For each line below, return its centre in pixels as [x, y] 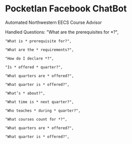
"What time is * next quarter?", [40, 102]
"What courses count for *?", [36, 119]
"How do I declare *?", [30, 58]
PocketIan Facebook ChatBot [66, 9]
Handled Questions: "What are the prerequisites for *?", [62, 32]
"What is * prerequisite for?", [38, 41]
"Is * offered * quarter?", [34, 67]
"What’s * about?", [25, 93]
